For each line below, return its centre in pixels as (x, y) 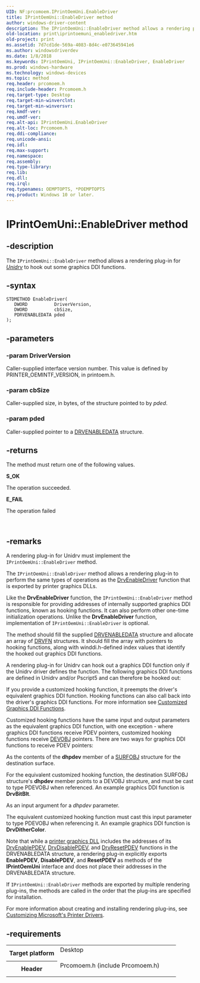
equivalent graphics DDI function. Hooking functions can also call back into (99, 696)
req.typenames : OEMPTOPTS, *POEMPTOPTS (56, 189)
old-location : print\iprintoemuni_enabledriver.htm (71, 34)
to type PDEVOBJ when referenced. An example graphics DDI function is (95, 787)
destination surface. (31, 763)
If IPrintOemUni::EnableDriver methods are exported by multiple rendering (98, 885)
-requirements (34, 934)
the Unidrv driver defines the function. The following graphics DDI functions (99, 672)
